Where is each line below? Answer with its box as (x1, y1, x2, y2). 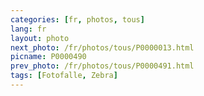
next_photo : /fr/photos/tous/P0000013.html (10, 42, 195, 53)
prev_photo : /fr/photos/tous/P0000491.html (10, 61, 195, 71)
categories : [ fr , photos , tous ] (10, 14, 145, 25)
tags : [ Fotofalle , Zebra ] (10, 71, 118, 81)
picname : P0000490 (10, 52, 87, 62)
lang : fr (10, 24, 47, 34)
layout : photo (10, 33, 70, 43)
